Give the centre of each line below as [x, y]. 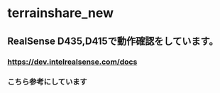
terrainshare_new [61, 13]
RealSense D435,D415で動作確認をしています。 [113, 41]
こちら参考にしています [47, 82]
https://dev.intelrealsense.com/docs [72, 62]
